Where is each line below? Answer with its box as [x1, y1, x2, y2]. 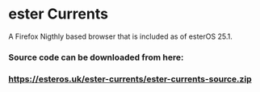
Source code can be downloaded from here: [8, 52, 184, 63]
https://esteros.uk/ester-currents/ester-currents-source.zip [8, 73, 252, 85]
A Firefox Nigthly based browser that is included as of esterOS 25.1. [8, 31, 233, 41]
